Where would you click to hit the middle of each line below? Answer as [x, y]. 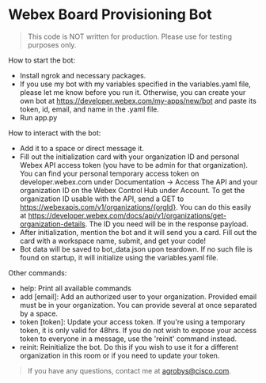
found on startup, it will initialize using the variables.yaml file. [119, 257]
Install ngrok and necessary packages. [83, 75]
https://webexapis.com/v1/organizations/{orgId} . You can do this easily [135, 207]
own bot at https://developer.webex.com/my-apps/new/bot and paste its [138, 100]
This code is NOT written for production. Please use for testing [129, 36]
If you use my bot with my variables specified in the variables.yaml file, [135, 84]
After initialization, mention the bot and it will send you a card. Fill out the [138, 232]
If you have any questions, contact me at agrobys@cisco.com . [129, 370]
